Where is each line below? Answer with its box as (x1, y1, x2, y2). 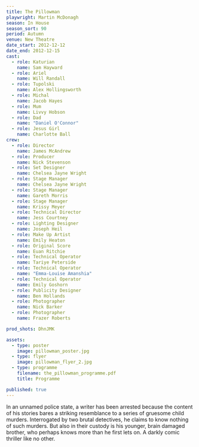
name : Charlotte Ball (17, 131, 71, 138)
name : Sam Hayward (17, 64, 63, 71)
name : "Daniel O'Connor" (17, 120, 79, 126)
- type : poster (11, 342, 50, 348)
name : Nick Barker (17, 304, 63, 310)
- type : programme (11, 365, 58, 371)
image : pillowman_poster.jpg (17, 348, 90, 354)
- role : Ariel (11, 70, 47, 76)
